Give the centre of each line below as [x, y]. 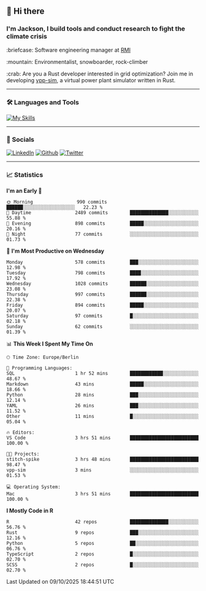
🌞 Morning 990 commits [57, 202]
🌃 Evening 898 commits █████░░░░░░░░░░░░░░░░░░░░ [103, 223]
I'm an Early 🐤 [24, 190]
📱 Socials [21, 139]
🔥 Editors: [21, 432]
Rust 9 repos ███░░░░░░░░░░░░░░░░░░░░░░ [103, 532]
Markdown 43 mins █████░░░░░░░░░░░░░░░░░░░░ [103, 384]
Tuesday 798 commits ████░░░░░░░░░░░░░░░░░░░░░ [103, 273]
